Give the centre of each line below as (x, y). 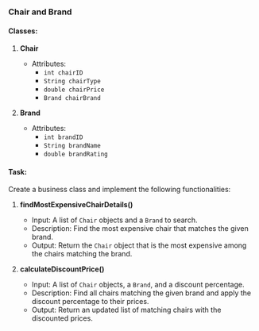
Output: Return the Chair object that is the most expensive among (139, 245)
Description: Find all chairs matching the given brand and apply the (141, 293)
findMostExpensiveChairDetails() (76, 205)
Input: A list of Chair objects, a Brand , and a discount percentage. (138, 285)
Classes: (23, 31)
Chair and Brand (40, 12)
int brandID (63, 137)
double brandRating (76, 154)
